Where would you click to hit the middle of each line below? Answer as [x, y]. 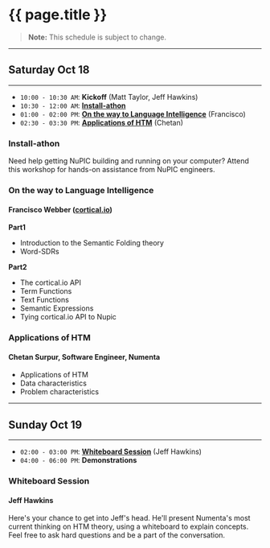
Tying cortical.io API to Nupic [68, 317]
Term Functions [46, 291]
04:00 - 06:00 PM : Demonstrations [78, 460]
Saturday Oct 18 [49, 70]
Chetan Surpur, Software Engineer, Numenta [84, 356]
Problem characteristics [59, 392]
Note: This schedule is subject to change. [97, 37]
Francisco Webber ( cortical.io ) [60, 209]
